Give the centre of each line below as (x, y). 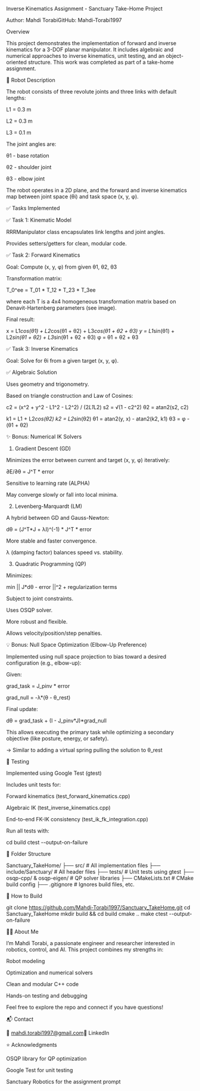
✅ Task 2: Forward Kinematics (43, 255)
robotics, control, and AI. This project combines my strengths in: (85, 950)
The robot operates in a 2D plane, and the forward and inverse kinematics (97, 190)
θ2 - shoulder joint (29, 167)
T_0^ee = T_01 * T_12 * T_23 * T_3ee (51, 290)
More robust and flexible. (37, 621)
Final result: (21, 319)
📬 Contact (20, 1019)
